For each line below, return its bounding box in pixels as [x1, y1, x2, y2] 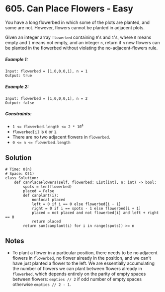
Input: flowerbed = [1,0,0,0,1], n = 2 [5, 96, 88, 101]
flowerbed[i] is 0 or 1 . [12, 129, 58, 135]
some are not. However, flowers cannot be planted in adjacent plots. [5, 24, 145, 30]
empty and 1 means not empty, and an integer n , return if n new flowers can [5, 39, 160, 45]
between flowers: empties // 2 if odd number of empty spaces [12, 276, 142, 282]
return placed [31, 219, 61, 224]
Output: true [5, 73, 32, 78]
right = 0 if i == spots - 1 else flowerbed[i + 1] [31, 206, 141, 211]
